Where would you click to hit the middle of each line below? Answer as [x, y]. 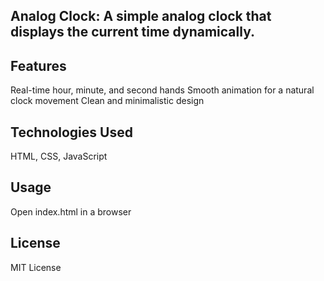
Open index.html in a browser [71, 211]
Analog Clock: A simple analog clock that [141, 16]
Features [38, 65]
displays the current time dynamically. [132, 32]
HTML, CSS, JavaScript [59, 156]
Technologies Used [71, 132]
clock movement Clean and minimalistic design [107, 101]
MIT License [36, 267]
